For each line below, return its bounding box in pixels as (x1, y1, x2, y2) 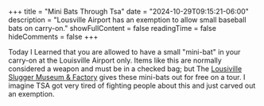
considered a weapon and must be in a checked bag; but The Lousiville (8, 64, 243, 74)
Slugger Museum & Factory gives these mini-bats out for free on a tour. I (8, 73, 246, 81)
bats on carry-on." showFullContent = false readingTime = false (8, 24, 217, 32)
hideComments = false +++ (8, 32, 99, 41)
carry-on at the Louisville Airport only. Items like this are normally (8, 55, 223, 65)
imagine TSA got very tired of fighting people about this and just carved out (8, 81, 256, 90)
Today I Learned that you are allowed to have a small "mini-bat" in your (8, 47, 241, 56)
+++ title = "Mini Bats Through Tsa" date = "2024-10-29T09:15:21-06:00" (8, 7, 249, 16)
